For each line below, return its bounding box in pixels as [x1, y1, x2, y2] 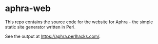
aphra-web [5, 3, 51, 14]
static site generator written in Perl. [5, 24, 76, 29]
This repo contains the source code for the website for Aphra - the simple [5, 19, 153, 25]
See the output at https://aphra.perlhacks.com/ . [5, 33, 101, 39]
